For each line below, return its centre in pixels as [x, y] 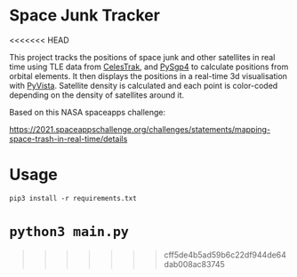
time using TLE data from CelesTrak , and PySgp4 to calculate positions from [149, 67]
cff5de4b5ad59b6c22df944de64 [225, 255]
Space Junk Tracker [84, 16]
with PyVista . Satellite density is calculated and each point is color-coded [144, 85]
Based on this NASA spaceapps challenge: [88, 112]
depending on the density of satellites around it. [97, 95]
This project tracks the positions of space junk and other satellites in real [142, 57]
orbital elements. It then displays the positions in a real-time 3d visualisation [148, 75]
